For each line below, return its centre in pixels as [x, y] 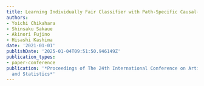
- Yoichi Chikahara [31, 23]
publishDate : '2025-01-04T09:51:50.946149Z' [63, 51]
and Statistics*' [34, 74]
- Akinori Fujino [28, 35]
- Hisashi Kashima [29, 40]
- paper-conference [31, 62]
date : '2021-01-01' [31, 46]
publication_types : [31, 57]
